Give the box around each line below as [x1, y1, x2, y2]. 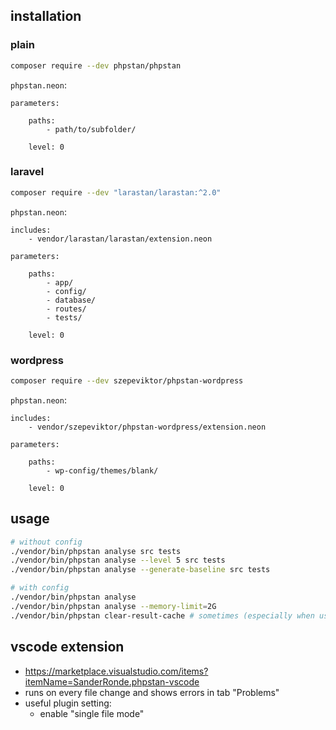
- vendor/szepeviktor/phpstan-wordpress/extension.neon [28, 422, 267, 432]
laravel [10, 165, 45, 179]
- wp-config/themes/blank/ [46, 465, 159, 476]
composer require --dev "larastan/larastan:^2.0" [10, 187, 222, 198]
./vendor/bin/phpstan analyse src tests [10, 546, 182, 556]
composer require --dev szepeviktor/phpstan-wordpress [10, 376, 244, 386]
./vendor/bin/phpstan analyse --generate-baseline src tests [10, 565, 271, 575]
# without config [10, 537, 83, 547]
